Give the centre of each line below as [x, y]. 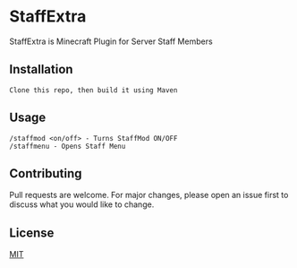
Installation [41, 69]
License [32, 233]
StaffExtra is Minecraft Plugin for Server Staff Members [111, 41]
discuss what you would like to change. [82, 204]
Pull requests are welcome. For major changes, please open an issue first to [149, 195]
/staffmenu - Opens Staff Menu [68, 146]
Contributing [46, 173]
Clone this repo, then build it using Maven [93, 90]
